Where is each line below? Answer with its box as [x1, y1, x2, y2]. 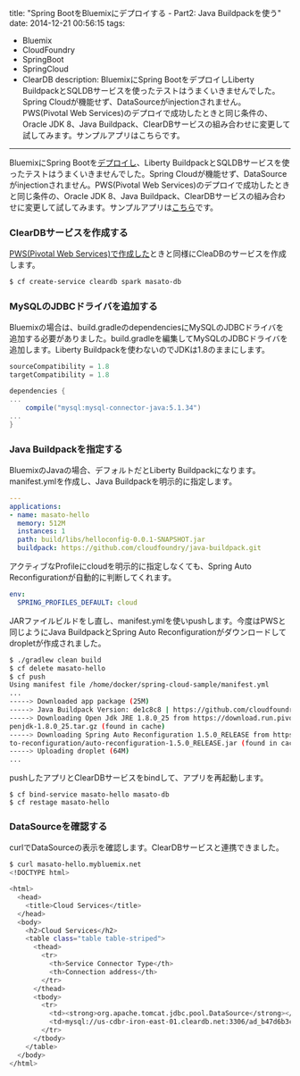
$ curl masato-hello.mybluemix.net [9, 860, 142, 869]
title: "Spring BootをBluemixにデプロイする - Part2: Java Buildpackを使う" [9, 8, 282, 18]
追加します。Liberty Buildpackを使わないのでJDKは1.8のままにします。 [9, 345, 271, 355]
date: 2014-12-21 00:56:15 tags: [9, 18, 126, 29]
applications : [9, 502, 62, 511]
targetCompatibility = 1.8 [9, 371, 110, 380]
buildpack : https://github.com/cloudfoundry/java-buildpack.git [17, 544, 262, 553]
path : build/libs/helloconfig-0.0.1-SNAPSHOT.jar [17, 535, 205, 545]
